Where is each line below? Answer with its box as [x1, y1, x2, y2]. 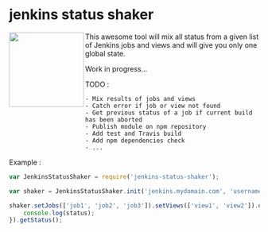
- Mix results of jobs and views [85, 95, 196, 102]
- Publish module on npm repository [85, 122, 207, 130]
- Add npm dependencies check [85, 137, 185, 145]
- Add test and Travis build [85, 130, 182, 137]
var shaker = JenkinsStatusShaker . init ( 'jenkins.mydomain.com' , [9, 187, 227, 195]
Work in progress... [85, 64, 148, 73]
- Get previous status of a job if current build [85, 109, 253, 117]
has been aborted [85, 115, 142, 124]
